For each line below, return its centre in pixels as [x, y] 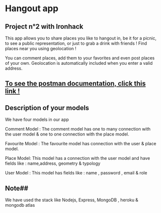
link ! [13, 91]
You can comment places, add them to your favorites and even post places [80, 58]
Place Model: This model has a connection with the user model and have [78, 158]
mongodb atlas [20, 205]
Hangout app [32, 9]
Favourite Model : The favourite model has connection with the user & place [81, 144]
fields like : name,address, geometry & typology [53, 163]
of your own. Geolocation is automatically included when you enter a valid [79, 63]
